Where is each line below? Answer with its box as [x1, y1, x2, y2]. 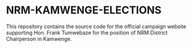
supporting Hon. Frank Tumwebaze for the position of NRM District [6, 29, 168, 36]
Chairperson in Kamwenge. [6, 35, 72, 42]
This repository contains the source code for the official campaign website [6, 23, 187, 30]
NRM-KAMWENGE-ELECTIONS [6, 4, 161, 17]
